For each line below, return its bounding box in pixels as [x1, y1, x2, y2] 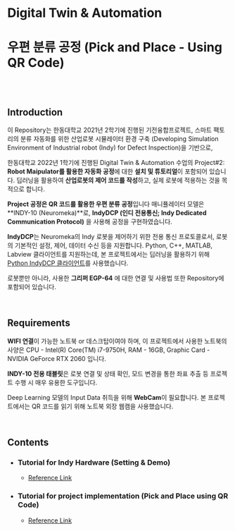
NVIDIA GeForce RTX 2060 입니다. [7, 354, 107, 362]
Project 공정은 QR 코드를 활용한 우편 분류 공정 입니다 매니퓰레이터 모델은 [7, 200, 205, 208]
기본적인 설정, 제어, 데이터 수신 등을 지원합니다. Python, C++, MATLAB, [14, 241, 213, 250]
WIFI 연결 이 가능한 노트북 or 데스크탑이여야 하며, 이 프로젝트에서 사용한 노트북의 [7, 336, 227, 345]
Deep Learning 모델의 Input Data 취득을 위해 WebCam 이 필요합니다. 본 [7, 393, 206, 401]
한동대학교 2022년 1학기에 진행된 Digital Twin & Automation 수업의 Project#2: [7, 158, 225, 166]
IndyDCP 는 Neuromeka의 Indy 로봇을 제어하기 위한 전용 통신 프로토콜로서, [7, 232, 215, 240]
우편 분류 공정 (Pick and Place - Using [7, 39, 223, 56]
